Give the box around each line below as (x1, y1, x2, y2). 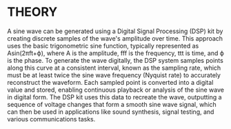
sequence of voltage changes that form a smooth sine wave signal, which (7, 100, 217, 108)
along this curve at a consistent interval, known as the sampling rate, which (7, 63, 221, 72)
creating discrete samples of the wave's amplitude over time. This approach (7, 34, 223, 42)
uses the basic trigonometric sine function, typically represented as (7, 41, 199, 50)
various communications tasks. (7, 115, 96, 123)
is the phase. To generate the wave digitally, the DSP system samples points (7, 56, 224, 64)
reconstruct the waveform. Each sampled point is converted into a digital (7, 78, 214, 86)
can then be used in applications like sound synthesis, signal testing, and (7, 108, 214, 116)
